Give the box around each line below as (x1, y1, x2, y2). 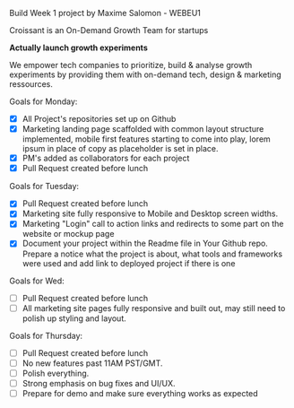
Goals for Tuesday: (9, 181, 79, 192)
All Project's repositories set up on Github (22, 114, 177, 124)
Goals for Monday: (9, 96, 78, 107)
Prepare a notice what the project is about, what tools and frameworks (22, 248, 283, 259)
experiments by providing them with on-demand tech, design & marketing (9, 69, 282, 80)
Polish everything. (22, 368, 90, 378)
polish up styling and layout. (22, 313, 127, 324)
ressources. (9, 79, 54, 89)
